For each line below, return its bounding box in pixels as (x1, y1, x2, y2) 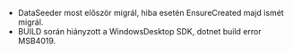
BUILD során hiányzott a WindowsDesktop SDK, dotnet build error (17, 26, 262, 36)
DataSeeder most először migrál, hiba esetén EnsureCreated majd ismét (17, 8, 284, 18)
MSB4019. (17, 35, 56, 46)
